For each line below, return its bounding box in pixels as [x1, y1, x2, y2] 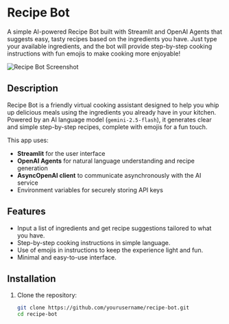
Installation [7, 273, 56, 284]
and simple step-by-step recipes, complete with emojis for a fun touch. [7, 122, 208, 131]
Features [7, 206, 46, 218]
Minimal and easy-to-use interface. [16, 253, 117, 262]
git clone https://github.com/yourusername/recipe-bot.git [16, 304, 190, 312]
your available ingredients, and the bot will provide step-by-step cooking [7, 42, 213, 50]
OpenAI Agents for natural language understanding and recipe [16, 157, 195, 165]
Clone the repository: [16, 291, 77, 299]
